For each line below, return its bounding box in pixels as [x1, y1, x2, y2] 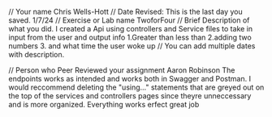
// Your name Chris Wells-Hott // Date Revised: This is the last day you [8, 7, 243, 16]
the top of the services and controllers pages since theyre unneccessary [8, 91, 252, 100]
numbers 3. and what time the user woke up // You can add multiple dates [8, 41, 256, 51]
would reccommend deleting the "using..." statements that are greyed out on [8, 82, 265, 92]
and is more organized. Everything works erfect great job [8, 100, 200, 109]
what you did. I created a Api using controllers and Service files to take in [8, 24, 253, 33]
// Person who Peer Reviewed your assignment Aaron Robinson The [8, 65, 235, 75]
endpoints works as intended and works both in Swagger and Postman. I [8, 74, 252, 83]
